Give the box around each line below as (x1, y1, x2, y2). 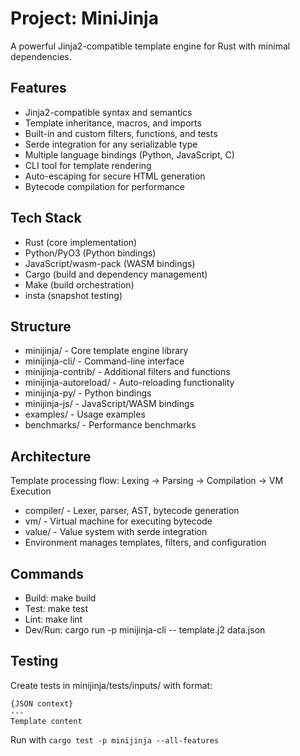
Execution (10, 485, 52, 497)
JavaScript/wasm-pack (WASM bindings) (24, 257, 196, 269)
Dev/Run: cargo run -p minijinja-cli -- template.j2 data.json (24, 624, 266, 636)
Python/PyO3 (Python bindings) (24, 247, 157, 259)
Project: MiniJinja (10, 7, 159, 30)
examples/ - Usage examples (24, 408, 146, 421)
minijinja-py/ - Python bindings (24, 387, 152, 399)
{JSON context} (10, 698, 74, 709)
